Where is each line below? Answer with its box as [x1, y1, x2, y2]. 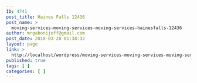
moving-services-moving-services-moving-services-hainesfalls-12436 [11, 25, 182, 31]
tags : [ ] [6, 63, 30, 69]
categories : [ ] [6, 68, 46, 74]
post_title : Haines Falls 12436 [6, 14, 85, 20]
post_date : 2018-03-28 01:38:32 [6, 36, 85, 41]
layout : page [6, 41, 38, 47]
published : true [6, 57, 46, 63]
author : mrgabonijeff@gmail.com [6, 30, 85, 36]
